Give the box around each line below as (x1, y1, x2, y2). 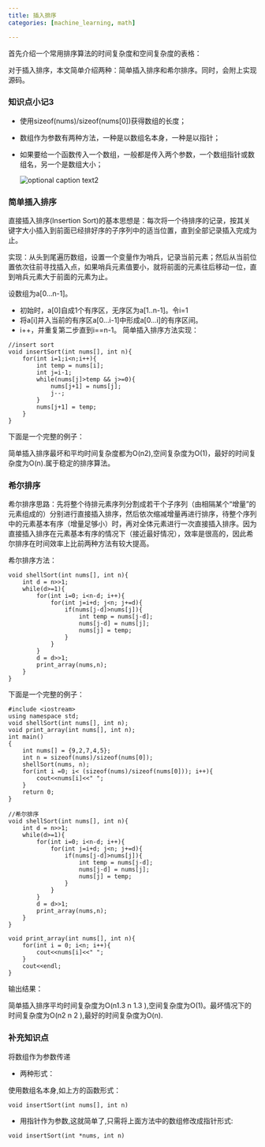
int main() (8, 733, 44, 742)
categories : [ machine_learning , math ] (8, 19, 136, 27)
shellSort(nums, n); (22, 760, 90, 769)
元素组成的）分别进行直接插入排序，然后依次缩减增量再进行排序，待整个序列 (8, 510, 257, 519)
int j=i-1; (36, 368, 73, 377)
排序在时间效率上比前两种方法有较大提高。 (14, 539, 154, 548)
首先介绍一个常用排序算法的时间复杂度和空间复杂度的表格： (8, 48, 202, 58)
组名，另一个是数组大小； (19, 159, 103, 169)
